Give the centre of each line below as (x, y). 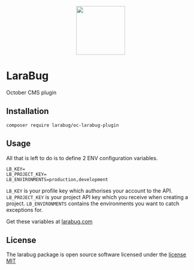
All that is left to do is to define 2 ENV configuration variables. (82, 158)
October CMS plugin (31, 92)
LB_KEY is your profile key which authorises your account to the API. (89, 190)
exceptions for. (25, 209)
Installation (28, 111)
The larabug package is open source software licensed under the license (96, 254)
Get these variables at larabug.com (49, 221)
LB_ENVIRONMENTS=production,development (57, 179)
